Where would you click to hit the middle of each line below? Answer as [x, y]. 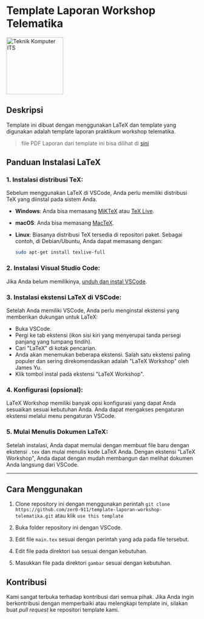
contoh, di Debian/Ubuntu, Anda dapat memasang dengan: [89, 241]
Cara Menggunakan [45, 489]
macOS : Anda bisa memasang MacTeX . [64, 223]
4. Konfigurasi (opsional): [45, 389]
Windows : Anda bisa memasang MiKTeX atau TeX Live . [85, 211]
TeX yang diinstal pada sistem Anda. [52, 199]
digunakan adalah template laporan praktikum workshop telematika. [91, 131]
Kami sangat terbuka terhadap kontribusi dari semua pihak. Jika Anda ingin [100, 597]
